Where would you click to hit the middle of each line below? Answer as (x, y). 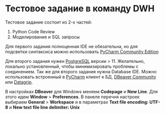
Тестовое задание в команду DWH (80, 9)
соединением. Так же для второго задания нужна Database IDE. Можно (81, 71)
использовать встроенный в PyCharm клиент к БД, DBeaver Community (81, 77)
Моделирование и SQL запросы (46, 37)
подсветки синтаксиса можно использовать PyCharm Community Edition (82, 52)
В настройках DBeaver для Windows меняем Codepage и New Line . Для (82, 91)
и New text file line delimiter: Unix (44, 107)
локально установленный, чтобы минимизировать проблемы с (72, 66)
